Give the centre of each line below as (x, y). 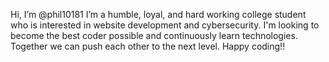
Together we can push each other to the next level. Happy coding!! (148, 46)
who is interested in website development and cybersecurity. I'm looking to (165, 25)
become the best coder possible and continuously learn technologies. (154, 35)
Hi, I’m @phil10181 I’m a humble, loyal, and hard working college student (158, 14)
